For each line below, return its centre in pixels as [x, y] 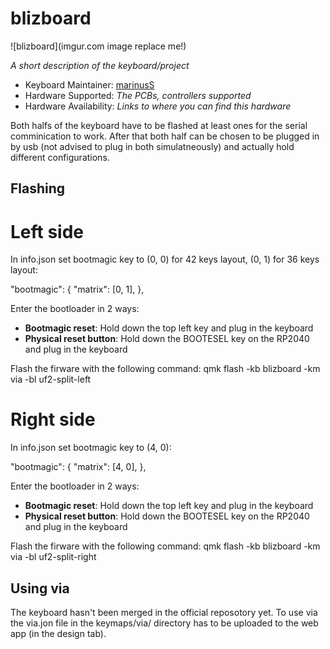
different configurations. [60, 157]
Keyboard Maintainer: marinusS [89, 84]
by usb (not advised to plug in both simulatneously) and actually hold [152, 146]
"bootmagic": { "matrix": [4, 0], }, [78, 467]
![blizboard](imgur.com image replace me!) [98, 46]
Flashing [38, 188]
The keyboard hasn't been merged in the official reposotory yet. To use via [164, 613]
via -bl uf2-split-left [51, 379]
